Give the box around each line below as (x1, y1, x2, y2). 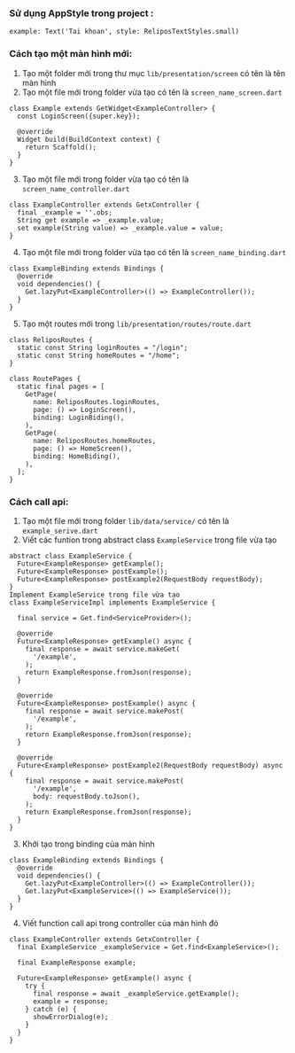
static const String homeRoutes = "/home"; (17, 351, 180, 360)
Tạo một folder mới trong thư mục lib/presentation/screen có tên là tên (21, 67, 286, 78)
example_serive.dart (21, 526, 98, 535)
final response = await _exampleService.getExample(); (32, 989, 240, 998)
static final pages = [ (17, 382, 105, 391)
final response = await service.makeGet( (25, 644, 180, 653)
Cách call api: (9, 495, 69, 508)
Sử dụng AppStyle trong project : (9, 7, 154, 19)
